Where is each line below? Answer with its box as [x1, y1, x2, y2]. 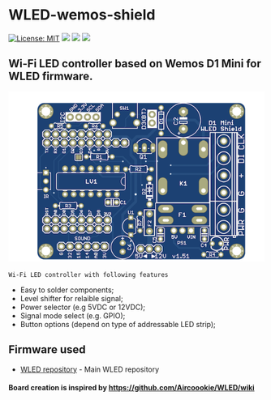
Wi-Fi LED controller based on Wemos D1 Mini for [8, 57, 261, 70]
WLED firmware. [8, 70, 93, 83]
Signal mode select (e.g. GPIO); [19, 310, 126, 321]
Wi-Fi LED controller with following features [8, 270, 169, 279]
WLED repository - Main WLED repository [19, 364, 160, 374]
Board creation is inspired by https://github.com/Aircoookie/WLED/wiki [8, 383, 255, 393]
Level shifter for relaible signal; [19, 293, 123, 303]
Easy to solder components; [19, 285, 114, 295]
